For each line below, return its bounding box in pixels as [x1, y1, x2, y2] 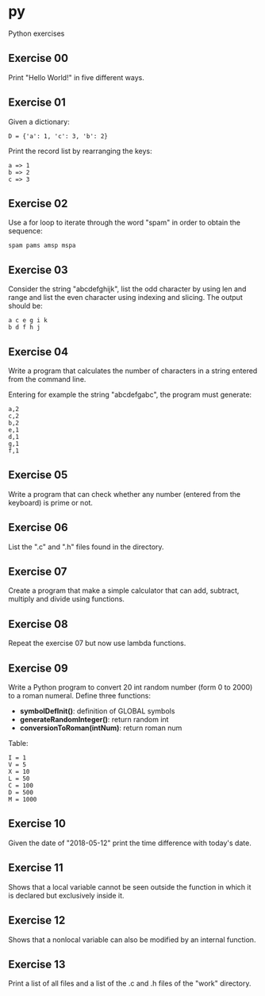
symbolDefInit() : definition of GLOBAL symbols [19, 706, 175, 716]
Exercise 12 [8, 913, 66, 927]
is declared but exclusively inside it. [8, 890, 125, 900]
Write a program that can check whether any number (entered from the [8, 489, 241, 498]
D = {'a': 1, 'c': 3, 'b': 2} [8, 132, 109, 140]
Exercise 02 [8, 197, 68, 210]
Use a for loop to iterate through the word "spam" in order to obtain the [8, 217, 240, 228]
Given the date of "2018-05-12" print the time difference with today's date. [8, 838, 252, 848]
